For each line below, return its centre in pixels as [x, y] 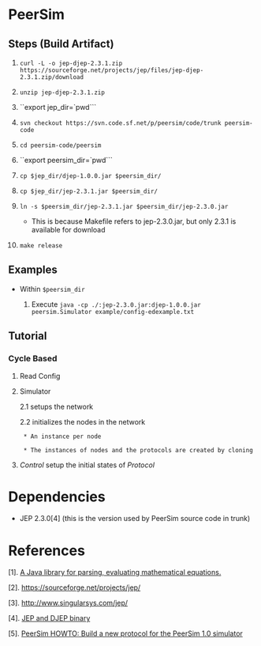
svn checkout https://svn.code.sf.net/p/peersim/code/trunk [120, 123]
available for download [68, 230]
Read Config [40, 376]
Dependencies [57, 497]
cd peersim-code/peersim [60, 145]
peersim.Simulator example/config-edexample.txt [113, 312]
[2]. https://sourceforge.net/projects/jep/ [75, 587]
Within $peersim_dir [52, 289]
